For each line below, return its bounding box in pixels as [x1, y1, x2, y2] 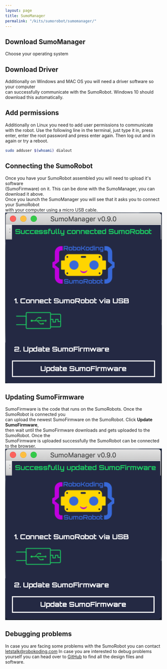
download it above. [5, 191, 44, 197]
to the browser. [5, 443, 36, 449]
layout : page [5, 8, 32, 13]
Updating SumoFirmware [5, 393, 84, 401]
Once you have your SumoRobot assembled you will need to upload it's [5, 175, 152, 181]
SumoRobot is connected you [5, 411, 66, 418]
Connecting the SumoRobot [5, 162, 93, 170]
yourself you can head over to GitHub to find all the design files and [5, 654, 144, 660]
